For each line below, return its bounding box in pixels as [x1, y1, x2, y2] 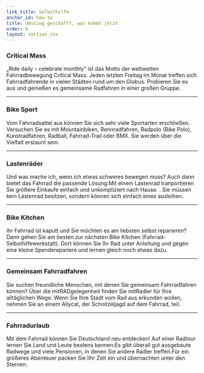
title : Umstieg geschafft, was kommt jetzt [6, 20, 118, 26]
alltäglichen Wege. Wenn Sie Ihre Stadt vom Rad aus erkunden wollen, [6, 294, 182, 301]
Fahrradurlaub [6, 321, 50, 329]
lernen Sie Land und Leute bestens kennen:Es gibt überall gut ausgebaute [6, 341, 191, 349]
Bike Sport [6, 106, 38, 114]
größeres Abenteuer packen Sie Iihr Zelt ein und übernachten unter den [6, 354, 185, 361]
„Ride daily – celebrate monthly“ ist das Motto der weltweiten [6, 65, 159, 73]
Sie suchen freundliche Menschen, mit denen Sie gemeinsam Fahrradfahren [6, 281, 197, 288]
